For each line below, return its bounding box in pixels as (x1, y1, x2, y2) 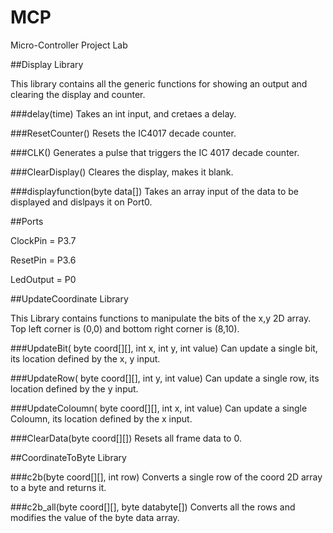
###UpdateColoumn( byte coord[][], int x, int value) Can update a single (10, 402, 308, 414)
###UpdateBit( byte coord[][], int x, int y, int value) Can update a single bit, (10, 342, 318, 354)
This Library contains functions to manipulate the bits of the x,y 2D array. (10, 312, 312, 324)
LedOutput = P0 (10, 273, 77, 285)
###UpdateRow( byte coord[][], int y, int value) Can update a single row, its (10, 372, 320, 384)
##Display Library (10, 58, 84, 70)
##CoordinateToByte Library (10, 451, 127, 463)
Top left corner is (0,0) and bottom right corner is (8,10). (10, 322, 240, 335)
